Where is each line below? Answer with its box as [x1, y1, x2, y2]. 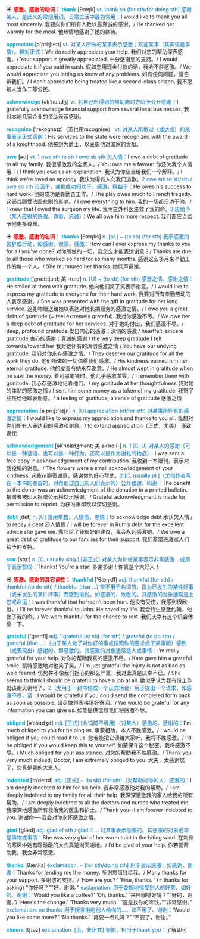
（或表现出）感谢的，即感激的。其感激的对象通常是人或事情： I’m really [6, 647, 180, 654]
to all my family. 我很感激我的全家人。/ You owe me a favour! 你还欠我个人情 [6, 161, 193, 167]
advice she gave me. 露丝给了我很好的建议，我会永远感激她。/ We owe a [6, 528, 185, 535]
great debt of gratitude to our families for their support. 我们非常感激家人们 [6, 536, 189, 543]
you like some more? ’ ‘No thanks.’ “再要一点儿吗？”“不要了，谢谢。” [6, 914, 171, 921]
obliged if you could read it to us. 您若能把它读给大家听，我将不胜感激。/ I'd [6, 734, 192, 741]
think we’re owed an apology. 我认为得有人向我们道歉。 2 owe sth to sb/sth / [6, 176, 192, 182]
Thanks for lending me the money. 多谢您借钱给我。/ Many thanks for [17, 869, 187, 876]
